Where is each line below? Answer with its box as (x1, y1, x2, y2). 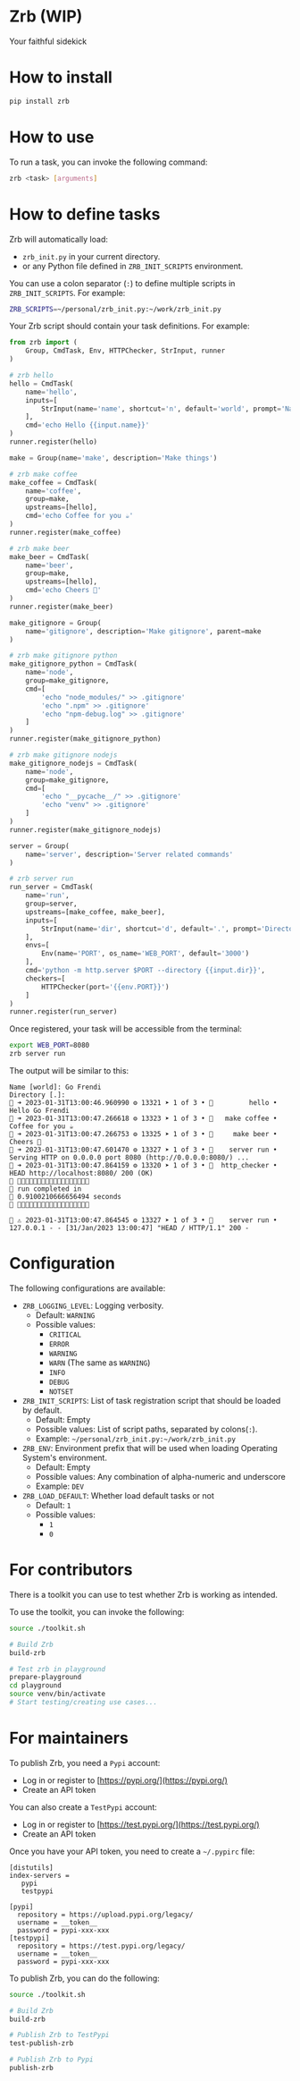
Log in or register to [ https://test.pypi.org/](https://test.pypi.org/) (21, 1819, 261, 1830)
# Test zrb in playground (9, 1664, 105, 1674)
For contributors (9, 1559, 133, 1580)
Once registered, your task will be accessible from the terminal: (9, 1024, 243, 1034)
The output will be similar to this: (9, 1066, 129, 1075)
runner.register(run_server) (9, 1007, 118, 1016)
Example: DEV (35, 1481, 85, 1491)
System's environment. (21, 1452, 107, 1463)
